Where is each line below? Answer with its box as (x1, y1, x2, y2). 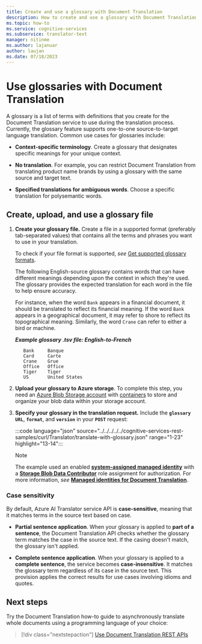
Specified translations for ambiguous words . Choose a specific (14, 186, 176, 193)
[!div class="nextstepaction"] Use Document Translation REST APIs (20, 631, 188, 639)
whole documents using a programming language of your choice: (6, 619, 168, 627)
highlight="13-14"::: (14, 440, 63, 448)
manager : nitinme (6, 37, 50, 43)
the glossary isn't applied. (14, 542, 79, 549)
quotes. (14, 580, 34, 587)
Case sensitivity (6, 492, 55, 500)
